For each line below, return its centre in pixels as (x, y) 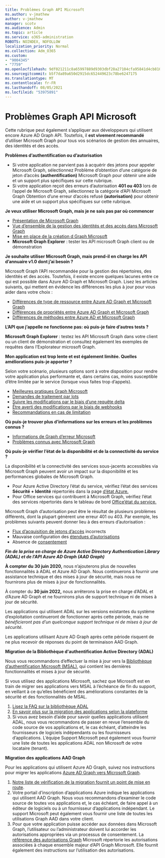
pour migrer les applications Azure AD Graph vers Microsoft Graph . (73, 773)
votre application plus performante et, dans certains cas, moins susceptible (82, 377)
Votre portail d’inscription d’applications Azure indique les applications (83, 793)
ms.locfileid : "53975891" (31, 92)
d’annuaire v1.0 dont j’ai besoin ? (39, 262)
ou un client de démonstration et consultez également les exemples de (77, 342)
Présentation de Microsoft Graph (45, 221)
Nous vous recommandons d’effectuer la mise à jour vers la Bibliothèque (79, 661)
